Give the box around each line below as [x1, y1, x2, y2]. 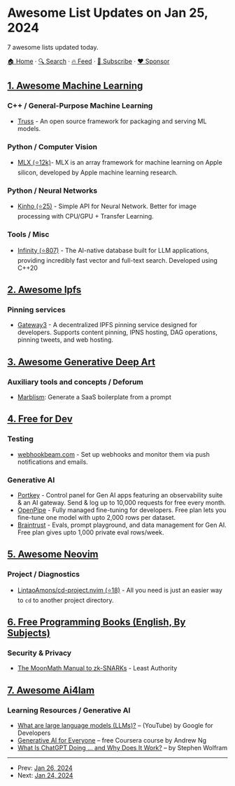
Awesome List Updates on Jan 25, [7, 5, 208, 21]
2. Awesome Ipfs [7, 284, 82, 296]
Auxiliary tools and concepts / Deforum [7, 377, 143, 387]
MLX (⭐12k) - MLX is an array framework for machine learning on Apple [17, 158, 222, 166]
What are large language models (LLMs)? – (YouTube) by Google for [17, 721, 213, 729]
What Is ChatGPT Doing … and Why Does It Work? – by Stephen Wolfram [17, 743, 228, 752]
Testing [7, 434, 34, 444]
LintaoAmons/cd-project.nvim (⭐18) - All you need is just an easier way [17, 586, 222, 594]
